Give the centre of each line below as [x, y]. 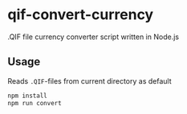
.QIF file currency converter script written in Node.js [93, 37]
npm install [27, 96]
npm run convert [35, 103]
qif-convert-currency [81, 15]
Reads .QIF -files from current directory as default [89, 81]
